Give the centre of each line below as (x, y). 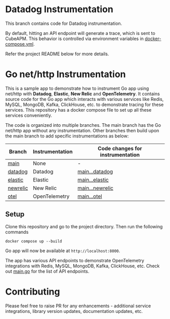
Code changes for (120, 148)
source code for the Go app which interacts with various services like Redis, (84, 99)
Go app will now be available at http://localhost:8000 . (63, 251)
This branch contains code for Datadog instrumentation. (64, 23)
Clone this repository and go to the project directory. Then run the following (84, 226)
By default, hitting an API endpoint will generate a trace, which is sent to (80, 33)
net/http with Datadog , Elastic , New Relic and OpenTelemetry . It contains (83, 94)
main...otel (90, 196)
